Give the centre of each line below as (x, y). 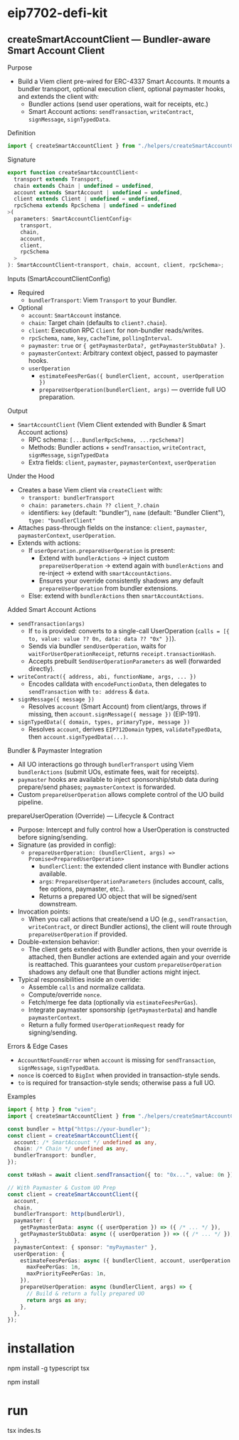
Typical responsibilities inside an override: (79, 979)
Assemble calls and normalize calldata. (87, 987)
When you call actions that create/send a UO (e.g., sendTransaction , (128, 919)
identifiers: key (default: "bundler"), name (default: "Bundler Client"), (127, 513)
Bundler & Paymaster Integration (55, 751)
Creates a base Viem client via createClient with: (90, 490)
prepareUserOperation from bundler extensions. (108, 588)
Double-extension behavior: (58, 942)
